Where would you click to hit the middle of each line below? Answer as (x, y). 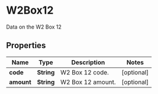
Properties (26, 46)
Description (88, 62)
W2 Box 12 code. (85, 72)
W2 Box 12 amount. (88, 82)
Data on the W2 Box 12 (34, 27)
